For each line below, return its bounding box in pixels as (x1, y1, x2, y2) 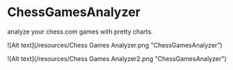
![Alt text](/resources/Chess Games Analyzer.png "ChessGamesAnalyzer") (7, 41, 223, 49)
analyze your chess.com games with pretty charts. (7, 27, 153, 36)
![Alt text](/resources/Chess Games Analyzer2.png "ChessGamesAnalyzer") (7, 54, 227, 63)
